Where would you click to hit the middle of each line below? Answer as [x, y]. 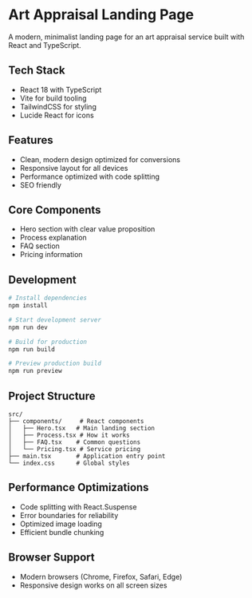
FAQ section [39, 246]
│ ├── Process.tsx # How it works [69, 435]
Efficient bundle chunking [62, 532]
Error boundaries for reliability [69, 515]
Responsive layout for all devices [74, 168]
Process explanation [53, 238]
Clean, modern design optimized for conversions [100, 159]
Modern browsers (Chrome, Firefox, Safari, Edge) [101, 576]
